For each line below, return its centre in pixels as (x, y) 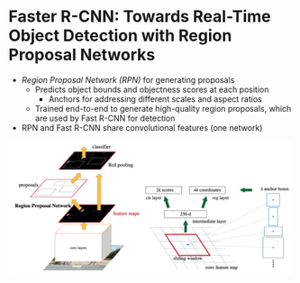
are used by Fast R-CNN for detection (105, 118)
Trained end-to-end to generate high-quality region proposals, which (163, 108)
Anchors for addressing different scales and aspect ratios (155, 99)
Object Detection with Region (120, 36)
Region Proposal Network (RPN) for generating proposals (128, 79)
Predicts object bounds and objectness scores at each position (152, 89)
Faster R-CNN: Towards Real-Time (140, 17)
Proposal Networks (82, 55)
